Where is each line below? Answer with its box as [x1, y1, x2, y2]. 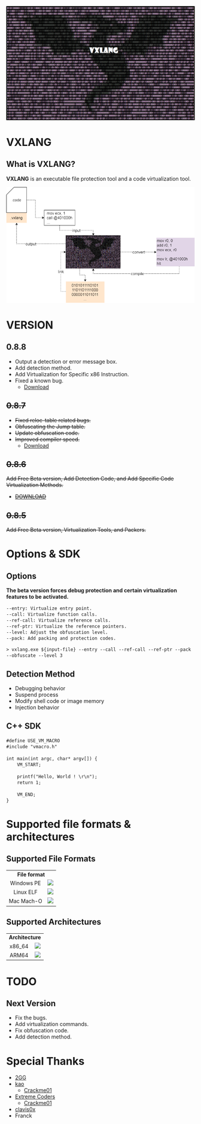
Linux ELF [13, 888, 38, 896]
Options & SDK [6, 547, 81, 561]
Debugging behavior [14, 685, 66, 692]
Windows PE [10, 879, 41, 887]
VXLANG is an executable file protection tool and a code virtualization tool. [6, 175, 191, 182]
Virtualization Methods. [6, 482, 64, 489]
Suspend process [14, 691, 59, 699]
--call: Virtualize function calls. [6, 611, 98, 618]
